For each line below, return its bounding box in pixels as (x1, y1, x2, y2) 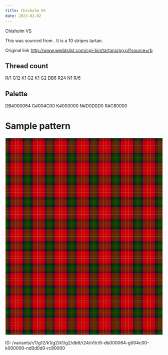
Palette (5, 89, 28, 98)
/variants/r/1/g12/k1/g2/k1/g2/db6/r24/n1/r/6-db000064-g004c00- (11, 340, 149, 346)
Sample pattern (5, 120, 71, 132)
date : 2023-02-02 (5, 13, 41, 19)
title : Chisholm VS (5, 8, 46, 13)
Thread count (5, 62, 48, 70)
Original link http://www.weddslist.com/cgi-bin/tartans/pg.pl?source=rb (5, 47, 153, 53)
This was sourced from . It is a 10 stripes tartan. (5, 38, 103, 44)
